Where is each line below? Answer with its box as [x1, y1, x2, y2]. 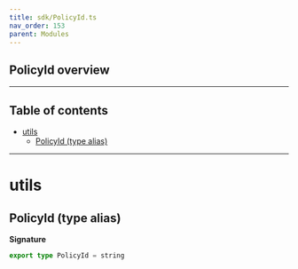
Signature [9, 234, 47, 244]
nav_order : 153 [9, 21, 66, 30]
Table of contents [9, 103, 108, 118]
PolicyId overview [9, 62, 110, 77]
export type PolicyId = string [9, 251, 125, 260]
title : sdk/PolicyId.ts [9, 12, 98, 22]
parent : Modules [9, 29, 69, 38]
